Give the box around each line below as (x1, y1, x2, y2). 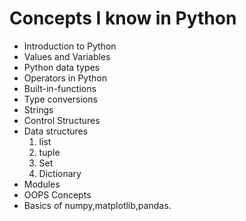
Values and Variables (23, 50, 111, 62)
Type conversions (23, 93, 98, 105)
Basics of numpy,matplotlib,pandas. (23, 199, 172, 211)
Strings (23, 103, 54, 116)
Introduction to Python (23, 40, 117, 52)
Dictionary (38, 167, 82, 179)
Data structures (23, 125, 89, 137)
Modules (23, 178, 61, 190)
